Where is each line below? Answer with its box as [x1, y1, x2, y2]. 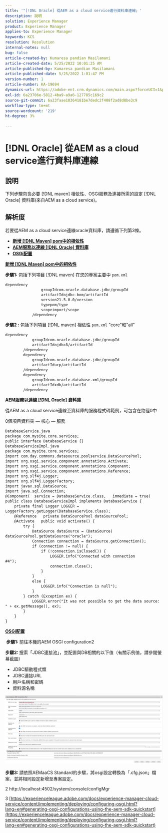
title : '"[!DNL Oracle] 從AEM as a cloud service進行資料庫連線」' [5, 8, 142, 13]
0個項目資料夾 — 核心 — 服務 [5, 418, 66, 424]
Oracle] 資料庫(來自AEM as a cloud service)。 [5, 197, 100, 203]
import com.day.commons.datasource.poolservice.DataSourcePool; [5, 453, 142, 459]
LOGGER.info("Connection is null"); [40, 583, 117, 589]
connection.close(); [49, 563, 93, 569]
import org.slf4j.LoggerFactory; [5, 478, 75, 484]
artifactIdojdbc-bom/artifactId [40, 292, 108, 297]
